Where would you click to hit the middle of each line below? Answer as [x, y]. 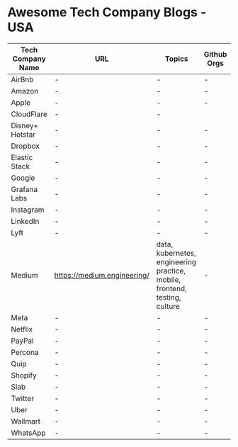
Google [23, 178]
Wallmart [26, 421]
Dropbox [25, 146]
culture [168, 306]
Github [215, 54]
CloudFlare [29, 114]
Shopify [24, 375]
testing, [169, 297]
